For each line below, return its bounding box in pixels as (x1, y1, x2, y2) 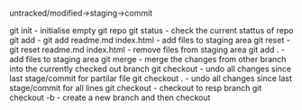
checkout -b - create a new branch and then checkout (9, 92, 211, 103)
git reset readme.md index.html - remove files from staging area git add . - (9, 44, 286, 55)
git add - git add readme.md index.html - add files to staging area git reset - (9, 35, 290, 45)
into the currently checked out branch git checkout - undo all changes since (9, 63, 291, 74)
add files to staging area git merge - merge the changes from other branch (9, 54, 287, 64)
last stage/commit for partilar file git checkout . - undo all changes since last (9, 73, 293, 84)
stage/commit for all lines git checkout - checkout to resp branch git (9, 83, 262, 93)
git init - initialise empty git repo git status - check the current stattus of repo (9, 25, 294, 35)
